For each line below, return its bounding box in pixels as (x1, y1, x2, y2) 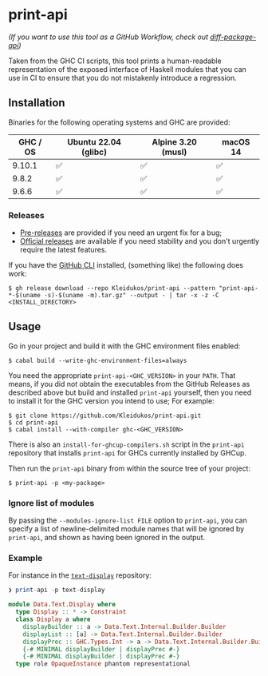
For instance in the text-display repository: (8, 571, 152, 580)
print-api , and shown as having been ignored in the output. (8, 533, 206, 543)
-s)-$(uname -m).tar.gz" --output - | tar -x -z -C (43, 292, 219, 300)
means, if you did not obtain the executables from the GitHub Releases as (8, 379, 250, 388)
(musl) (161, 146, 187, 157)
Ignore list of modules (8, 497, 95, 508)
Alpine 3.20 (152, 136, 197, 147)
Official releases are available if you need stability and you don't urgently (19, 237, 260, 246)
